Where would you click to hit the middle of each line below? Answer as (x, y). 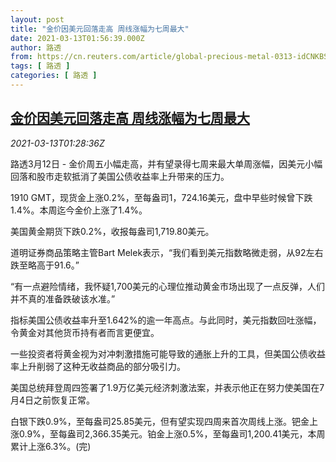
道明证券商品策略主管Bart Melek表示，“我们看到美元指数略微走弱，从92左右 (167, 252)
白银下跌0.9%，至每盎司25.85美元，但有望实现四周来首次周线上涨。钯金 (160, 421)
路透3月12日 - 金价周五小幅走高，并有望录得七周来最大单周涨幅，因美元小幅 (166, 163)
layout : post (37, 19)
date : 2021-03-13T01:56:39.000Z (77, 38)
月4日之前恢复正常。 (53, 400)
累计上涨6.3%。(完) (51, 446)
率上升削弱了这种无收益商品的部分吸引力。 (98, 366)
